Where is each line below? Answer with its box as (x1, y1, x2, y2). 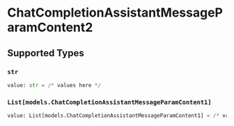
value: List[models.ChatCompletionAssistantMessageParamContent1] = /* (7, 112, 219, 119)
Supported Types (7, 47, 85, 59)
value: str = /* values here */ (7, 82, 101, 89)
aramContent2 (7, 19, 93, 35)
